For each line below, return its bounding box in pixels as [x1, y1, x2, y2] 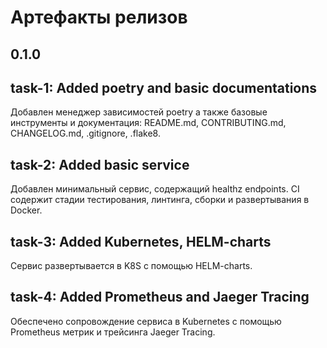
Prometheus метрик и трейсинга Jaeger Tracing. [10, 326, 216, 338]
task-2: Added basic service [10, 156, 190, 173]
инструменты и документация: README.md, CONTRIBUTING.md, [10, 117, 287, 129]
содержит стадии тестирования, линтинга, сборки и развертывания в [10, 194, 310, 206]
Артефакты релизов [10, 6, 188, 29]
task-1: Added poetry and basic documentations [10, 79, 318, 96]
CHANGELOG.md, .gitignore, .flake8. [10, 127, 161, 140]
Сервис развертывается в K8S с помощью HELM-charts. [10, 260, 253, 272]
